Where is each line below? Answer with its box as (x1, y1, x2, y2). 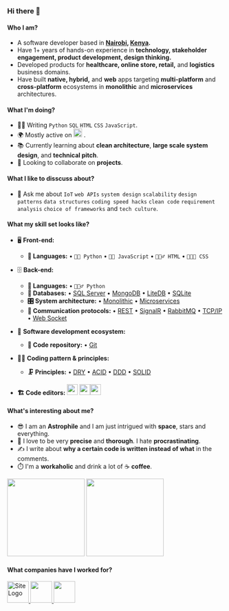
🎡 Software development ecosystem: (17, 327, 126, 335)
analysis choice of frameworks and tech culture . (17, 204, 158, 212)
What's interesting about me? (7, 407, 94, 415)
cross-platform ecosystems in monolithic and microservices (17, 83, 193, 91)
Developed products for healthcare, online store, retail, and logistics (17, 61, 215, 69)
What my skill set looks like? (7, 220, 90, 228)
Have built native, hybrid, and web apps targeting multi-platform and (17, 75, 216, 83)
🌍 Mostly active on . (17, 131, 86, 139)
